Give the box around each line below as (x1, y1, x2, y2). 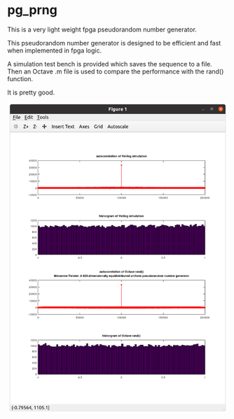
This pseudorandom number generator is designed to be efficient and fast (7, 38, 221, 47)
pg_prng (7, 2, 57, 18)
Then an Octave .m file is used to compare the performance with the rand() (7, 67, 224, 76)
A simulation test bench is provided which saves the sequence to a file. (7, 59, 212, 68)
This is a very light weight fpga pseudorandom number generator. (7, 25, 198, 34)
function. (7, 74, 34, 83)
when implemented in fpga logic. (7, 46, 102, 55)
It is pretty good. (7, 88, 55, 97)
